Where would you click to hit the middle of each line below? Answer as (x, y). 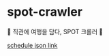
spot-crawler (45, 12)
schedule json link (32, 45)
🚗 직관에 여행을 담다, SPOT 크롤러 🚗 (55, 31)
